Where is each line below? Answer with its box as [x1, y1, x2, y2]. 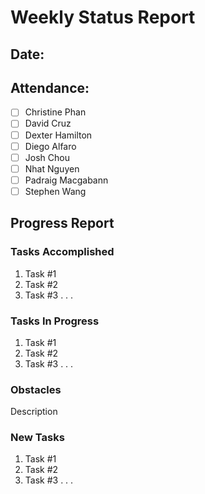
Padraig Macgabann [24, 174, 109, 186]
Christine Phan [24, 106, 87, 118]
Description [10, 406, 58, 418]
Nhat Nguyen [24, 162, 80, 175]
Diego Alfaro [24, 140, 77, 152]
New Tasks [10, 431, 65, 445]
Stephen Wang [24, 185, 87, 197]
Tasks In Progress [10, 314, 100, 328]
